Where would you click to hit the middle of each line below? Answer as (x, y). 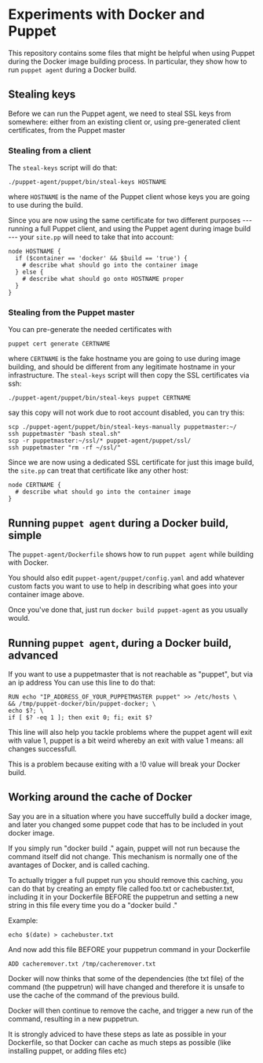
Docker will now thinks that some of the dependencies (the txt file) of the (126, 978)
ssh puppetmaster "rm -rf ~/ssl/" (65, 448)
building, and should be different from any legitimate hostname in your (122, 367)
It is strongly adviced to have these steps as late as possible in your (117, 1034)
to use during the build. (46, 205)
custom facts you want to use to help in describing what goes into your (123, 586)
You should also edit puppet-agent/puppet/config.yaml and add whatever (126, 578)
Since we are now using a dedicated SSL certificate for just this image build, (131, 463)
